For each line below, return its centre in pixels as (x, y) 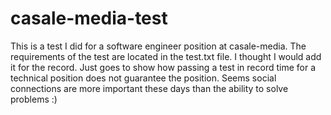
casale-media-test (89, 18)
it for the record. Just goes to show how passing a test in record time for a (163, 67)
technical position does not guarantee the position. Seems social (143, 78)
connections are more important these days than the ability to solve (149, 88)
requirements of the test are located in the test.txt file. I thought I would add (166, 56)
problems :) (34, 99)
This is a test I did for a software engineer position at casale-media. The (158, 46)
